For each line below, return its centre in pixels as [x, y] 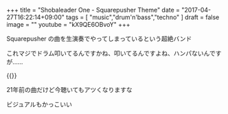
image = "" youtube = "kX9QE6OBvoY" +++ [69, 24]
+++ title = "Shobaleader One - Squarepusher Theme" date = [93, 10]
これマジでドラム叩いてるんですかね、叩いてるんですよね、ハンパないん [108, 53]
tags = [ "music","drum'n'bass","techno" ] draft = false [142, 17]
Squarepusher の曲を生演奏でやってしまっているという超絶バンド [99, 38]
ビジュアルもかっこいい [39, 104]
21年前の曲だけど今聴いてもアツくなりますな [70, 90]
